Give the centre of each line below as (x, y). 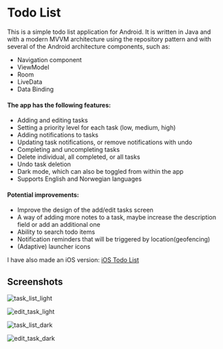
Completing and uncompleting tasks (68, 150)
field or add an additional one (59, 225)
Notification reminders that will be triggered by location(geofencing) (114, 239)
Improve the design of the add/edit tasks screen (85, 210)
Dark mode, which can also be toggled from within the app (100, 172)
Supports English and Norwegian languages (79, 179)
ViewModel (33, 67)
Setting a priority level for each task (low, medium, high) (96, 128)
